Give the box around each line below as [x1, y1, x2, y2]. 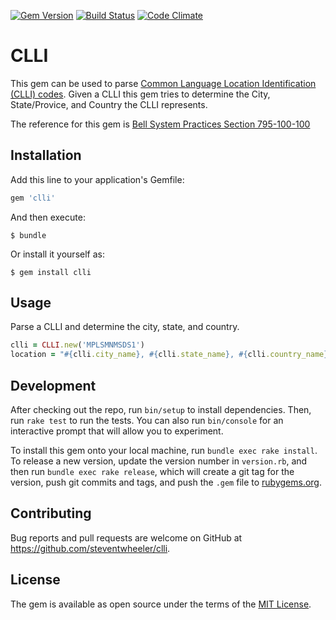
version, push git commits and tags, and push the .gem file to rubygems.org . [10, 476, 323, 488]
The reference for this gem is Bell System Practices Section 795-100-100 [10, 118, 311, 130]
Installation [10, 147, 82, 164]
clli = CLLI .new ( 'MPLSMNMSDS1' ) [10, 340, 145, 350]
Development [10, 377, 97, 394]
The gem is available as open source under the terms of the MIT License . [10, 598, 312, 610]
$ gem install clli [10, 267, 92, 277]
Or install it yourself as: [10, 248, 105, 260]
